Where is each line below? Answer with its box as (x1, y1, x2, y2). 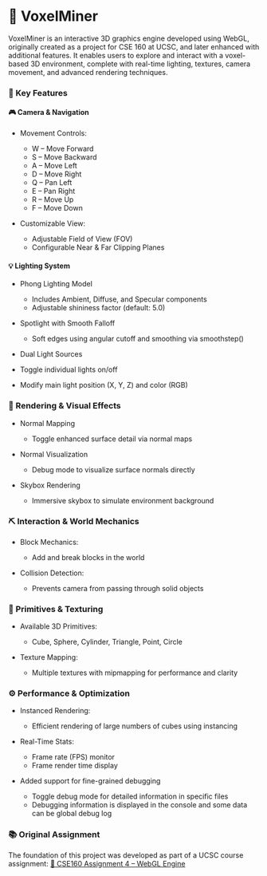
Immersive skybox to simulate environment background (31, 495, 214, 505)
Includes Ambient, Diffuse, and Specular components (31, 294, 207, 304)
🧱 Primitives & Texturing (8, 603, 104, 614)
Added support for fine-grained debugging (19, 776, 161, 786)
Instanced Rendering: (19, 706, 91, 716)
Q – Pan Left (31, 178, 73, 187)
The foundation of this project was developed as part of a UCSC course (8, 850, 244, 860)
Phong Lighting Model (19, 279, 93, 289)
